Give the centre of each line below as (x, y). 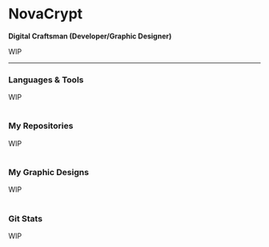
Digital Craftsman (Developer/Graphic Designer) (90, 36)
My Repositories (41, 126)
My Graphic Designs (49, 172)
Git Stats (25, 218)
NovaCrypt (46, 14)
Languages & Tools (46, 79)
